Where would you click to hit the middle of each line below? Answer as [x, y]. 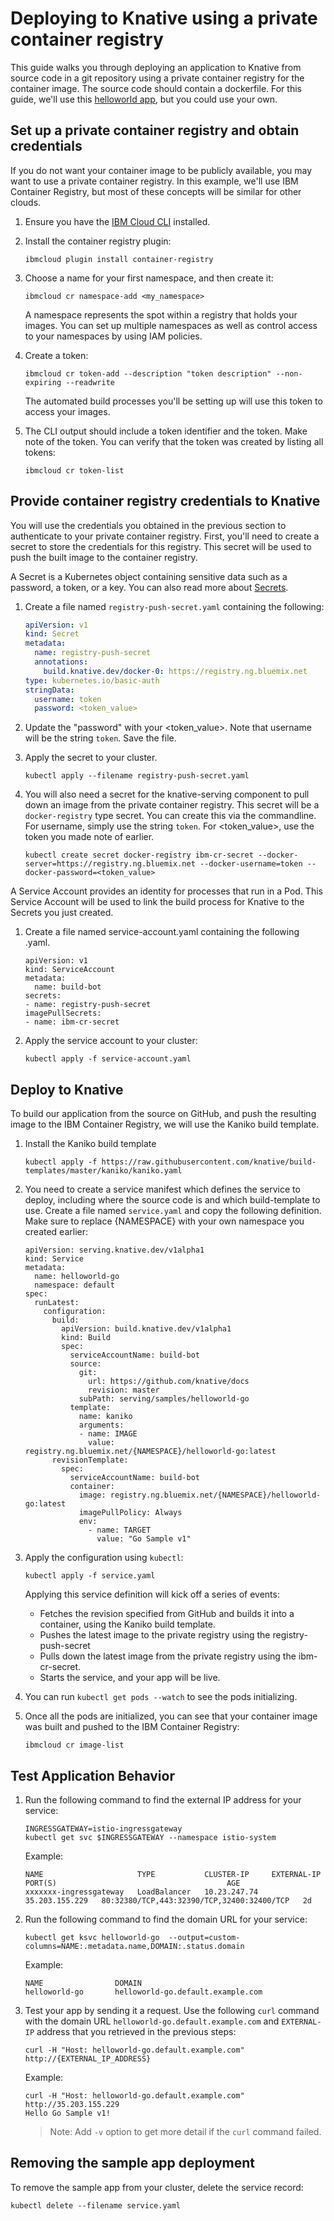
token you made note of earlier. [89, 837]
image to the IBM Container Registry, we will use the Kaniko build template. [165, 1124]
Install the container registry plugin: [98, 241]
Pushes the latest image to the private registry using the [155, 1635]
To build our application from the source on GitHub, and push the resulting [163, 1114]
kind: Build [86, 1338]
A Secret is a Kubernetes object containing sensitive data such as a [149, 576]
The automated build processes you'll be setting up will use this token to [173, 401]
